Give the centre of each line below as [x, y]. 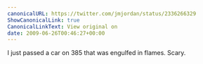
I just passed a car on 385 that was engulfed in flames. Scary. [97, 53]
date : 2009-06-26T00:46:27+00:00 [56, 33]
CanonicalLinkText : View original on [63, 26]
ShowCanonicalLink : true [44, 20]
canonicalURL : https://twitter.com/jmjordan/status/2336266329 [102, 14]
